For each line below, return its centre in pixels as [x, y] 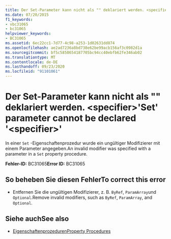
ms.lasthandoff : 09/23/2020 [35, 67]
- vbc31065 [17, 24]
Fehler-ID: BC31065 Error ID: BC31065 [45, 164]
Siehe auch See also [37, 219]
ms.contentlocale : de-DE [32, 62]
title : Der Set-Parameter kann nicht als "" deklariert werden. [75, 10]
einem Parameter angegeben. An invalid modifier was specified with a [78, 148]
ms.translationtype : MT [31, 57]
